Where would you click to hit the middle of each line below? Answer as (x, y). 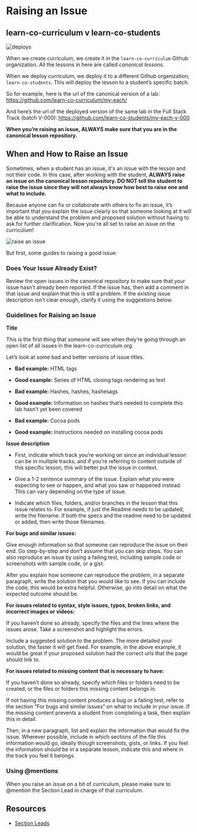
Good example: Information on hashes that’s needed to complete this (99, 403)
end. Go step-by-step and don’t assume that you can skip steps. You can (95, 551)
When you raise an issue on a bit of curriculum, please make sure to (89, 784)
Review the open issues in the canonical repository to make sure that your (96, 281)
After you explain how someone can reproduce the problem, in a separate (96, 575)
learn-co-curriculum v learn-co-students (83, 33)
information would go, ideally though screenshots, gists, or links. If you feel (97, 743)
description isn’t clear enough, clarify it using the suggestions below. (89, 300)
